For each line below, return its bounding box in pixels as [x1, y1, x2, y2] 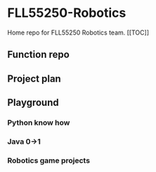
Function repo [7, 49, 70, 61]
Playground [7, 97, 59, 109]
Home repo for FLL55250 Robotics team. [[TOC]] [7, 28, 150, 37]
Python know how [7, 118, 70, 128]
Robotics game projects [7, 155, 90, 165]
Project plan [7, 73, 61, 85]
